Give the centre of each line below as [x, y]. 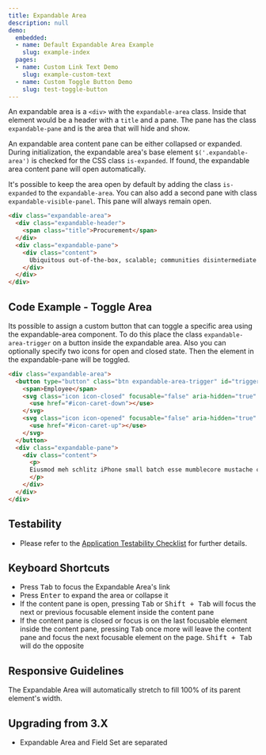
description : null [38, 23]
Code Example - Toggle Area [80, 307]
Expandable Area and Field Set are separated [93, 742]
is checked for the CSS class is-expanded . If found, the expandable [141, 161]
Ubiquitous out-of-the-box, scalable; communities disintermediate [143, 260]
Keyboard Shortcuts [59, 568]
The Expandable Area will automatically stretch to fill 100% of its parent [125, 690]
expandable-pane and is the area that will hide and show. [99, 128]
